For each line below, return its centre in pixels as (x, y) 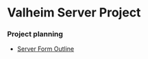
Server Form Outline (45, 49)
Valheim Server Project (74, 13)
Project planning (35, 34)
